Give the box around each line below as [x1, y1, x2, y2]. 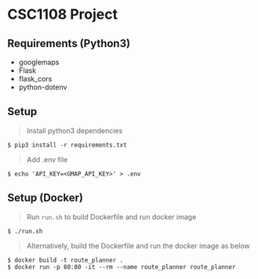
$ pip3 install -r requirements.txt [7, 141, 127, 149]
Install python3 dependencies [26, 125, 123, 135]
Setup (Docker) [7, 191, 84, 205]
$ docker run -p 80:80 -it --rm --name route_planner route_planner [7, 263, 236, 271]
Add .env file [26, 154, 68, 164]
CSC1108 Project [7, 5, 118, 24]
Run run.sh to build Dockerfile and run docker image [26, 212, 197, 221]
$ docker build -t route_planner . [7, 256, 124, 264]
